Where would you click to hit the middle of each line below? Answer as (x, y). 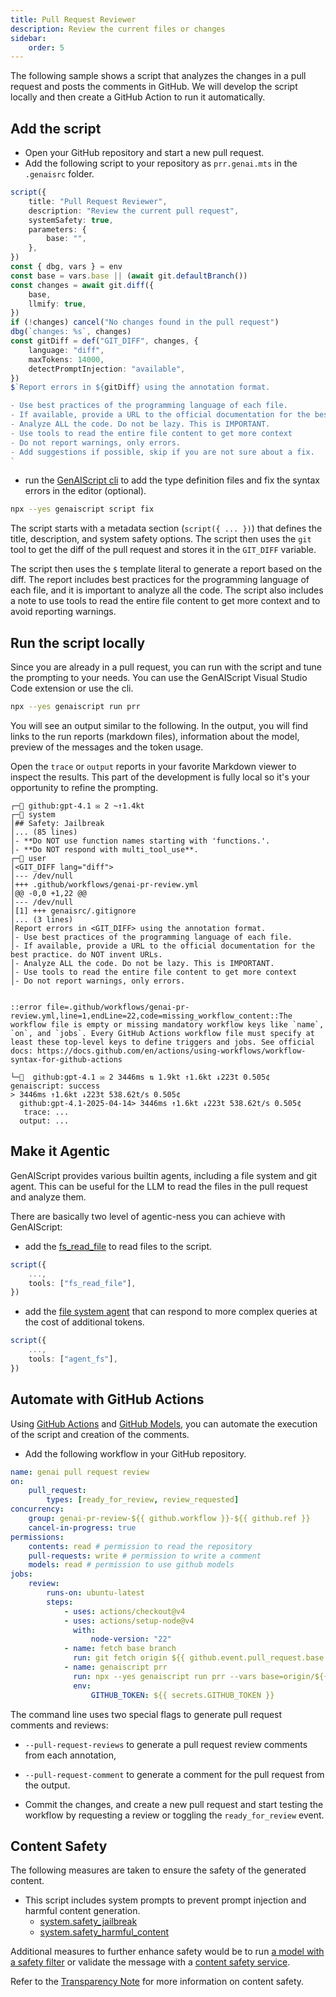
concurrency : (37, 1509)
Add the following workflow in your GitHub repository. (135, 1453)
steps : (60, 1602)
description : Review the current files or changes (118, 29)
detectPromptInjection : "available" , (107, 369)
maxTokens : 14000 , (66, 359)
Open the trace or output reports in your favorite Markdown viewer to (153, 766)
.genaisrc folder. (59, 174)
